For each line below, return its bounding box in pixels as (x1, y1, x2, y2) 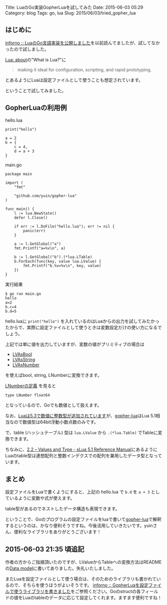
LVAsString (12, 356, 35, 362)
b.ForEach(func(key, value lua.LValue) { (14, 259, 101, 264)
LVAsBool (12, 351, 32, 357)
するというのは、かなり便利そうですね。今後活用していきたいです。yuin (5, 523, 153, 529)
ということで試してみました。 (5, 87, 66, 93)
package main (5, 171, 32, 176)
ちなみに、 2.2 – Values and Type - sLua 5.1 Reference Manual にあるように (5, 446, 158, 452)
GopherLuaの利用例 (5, 104, 67, 112)
